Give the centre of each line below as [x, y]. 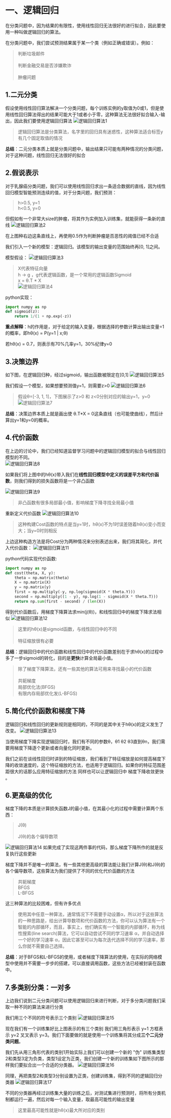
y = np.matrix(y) [33, 587]
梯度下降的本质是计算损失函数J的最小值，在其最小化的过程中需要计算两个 [82, 809]
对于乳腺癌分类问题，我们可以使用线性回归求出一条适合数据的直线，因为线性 [85, 186]
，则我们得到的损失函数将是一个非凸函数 [52, 481]
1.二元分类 [21, 95]
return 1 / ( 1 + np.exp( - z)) [43, 317]
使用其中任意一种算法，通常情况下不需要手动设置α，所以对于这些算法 [91, 914]
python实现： [19, 297]
